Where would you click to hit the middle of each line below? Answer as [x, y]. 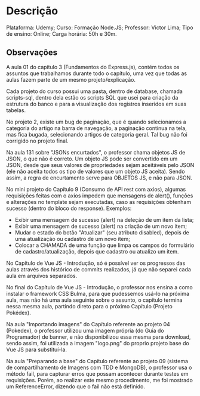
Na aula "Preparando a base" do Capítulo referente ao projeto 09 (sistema [97, 361]
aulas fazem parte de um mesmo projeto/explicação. [71, 79]
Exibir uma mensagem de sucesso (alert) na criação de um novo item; [101, 226]
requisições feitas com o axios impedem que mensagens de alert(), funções [100, 196]
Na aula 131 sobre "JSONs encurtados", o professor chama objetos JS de [96, 152]
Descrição [32, 11]
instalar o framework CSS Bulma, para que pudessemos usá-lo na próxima [98, 293]
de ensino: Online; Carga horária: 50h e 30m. [62, 33]
